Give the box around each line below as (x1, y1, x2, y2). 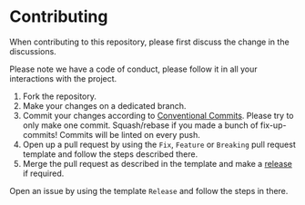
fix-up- (259, 120, 287, 131)
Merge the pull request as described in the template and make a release (22, 158, 293, 169)
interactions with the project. (9, 73, 117, 83)
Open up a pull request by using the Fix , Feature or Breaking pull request (22, 139, 296, 150)
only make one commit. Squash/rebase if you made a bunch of (22, 120, 259, 131)
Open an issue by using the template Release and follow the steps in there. (9, 185, 289, 196)
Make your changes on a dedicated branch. (22, 100, 187, 111)
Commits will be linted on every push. (58, 129, 200, 140)
